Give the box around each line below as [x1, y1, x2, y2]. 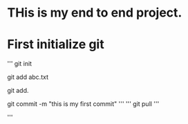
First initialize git [7, 37, 105, 53]
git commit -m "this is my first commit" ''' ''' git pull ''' [7, 100, 160, 108]
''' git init [7, 60, 32, 68]
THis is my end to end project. [7, 5, 182, 21]
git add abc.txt [7, 73, 48, 81]
